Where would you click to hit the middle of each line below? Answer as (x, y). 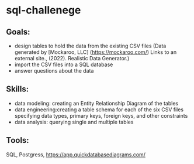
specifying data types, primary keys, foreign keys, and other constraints (101, 115)
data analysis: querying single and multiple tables (74, 122)
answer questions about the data (54, 71)
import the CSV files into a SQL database (64, 64)
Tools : (18, 140)
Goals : (18, 32)
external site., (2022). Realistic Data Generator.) (72, 58)
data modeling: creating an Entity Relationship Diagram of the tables (96, 103)
